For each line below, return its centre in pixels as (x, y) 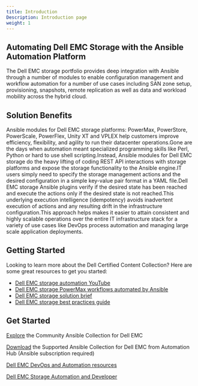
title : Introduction (32, 12)
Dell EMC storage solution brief (53, 295)
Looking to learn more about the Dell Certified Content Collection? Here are (99, 265)
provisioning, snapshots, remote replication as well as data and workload (96, 90)
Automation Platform (46, 57)
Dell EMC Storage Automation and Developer (62, 376)
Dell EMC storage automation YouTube (63, 283)
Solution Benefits (39, 115)
